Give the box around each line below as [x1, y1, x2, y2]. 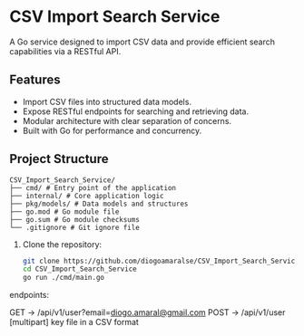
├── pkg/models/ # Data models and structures [9, 199, 189, 208]
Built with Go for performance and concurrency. [22, 125, 202, 136]
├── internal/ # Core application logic [9, 191, 165, 200]
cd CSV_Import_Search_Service [22, 264, 138, 274]
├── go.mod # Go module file [9, 206, 120, 216]
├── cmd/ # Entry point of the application [9, 183, 177, 192]
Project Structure [9, 151, 109, 167]
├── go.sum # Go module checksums [9, 215, 141, 224]
